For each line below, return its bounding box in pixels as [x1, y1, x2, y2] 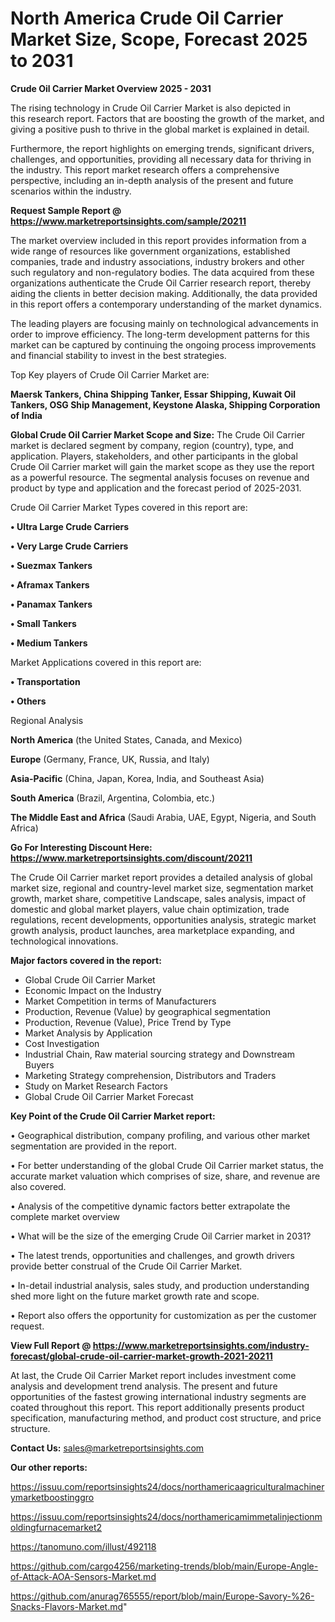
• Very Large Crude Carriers [10, 540, 129, 552]
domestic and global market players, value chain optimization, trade [10, 903, 290, 915]
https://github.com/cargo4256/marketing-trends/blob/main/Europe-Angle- [10, 1560, 319, 1572]
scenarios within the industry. [10, 185, 132, 197]
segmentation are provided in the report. [10, 1140, 177, 1152]
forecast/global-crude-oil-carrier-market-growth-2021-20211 [10, 1350, 273, 1362]
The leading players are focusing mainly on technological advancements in [10, 317, 319, 329]
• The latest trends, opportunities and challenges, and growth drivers [10, 1249, 295, 1261]
